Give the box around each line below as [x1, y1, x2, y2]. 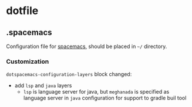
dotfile [6, 4, 39, 18]
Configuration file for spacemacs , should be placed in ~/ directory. [6, 43, 167, 50]
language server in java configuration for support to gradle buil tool [23, 95, 187, 102]
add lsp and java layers [14, 82, 72, 89]
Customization [6, 57, 49, 65]
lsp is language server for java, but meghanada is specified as [23, 88, 170, 95]
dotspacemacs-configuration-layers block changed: [6, 71, 132, 78]
